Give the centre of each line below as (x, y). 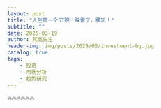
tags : (15, 59)
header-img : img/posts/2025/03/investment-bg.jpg (81, 46)
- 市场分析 (33, 72)
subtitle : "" (26, 26)
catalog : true (28, 53)
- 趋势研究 (33, 78)
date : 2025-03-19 (32, 33)
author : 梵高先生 (30, 40)
